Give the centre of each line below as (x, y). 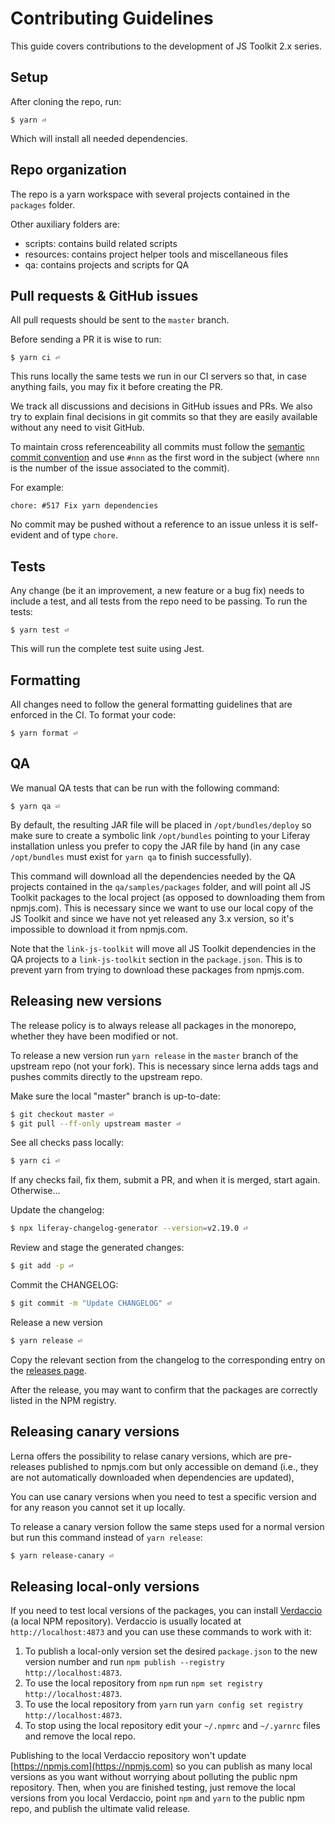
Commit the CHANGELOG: (64, 1285)
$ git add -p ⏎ (42, 1266)
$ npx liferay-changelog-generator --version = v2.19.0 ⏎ (129, 1228)
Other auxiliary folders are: (65, 224)
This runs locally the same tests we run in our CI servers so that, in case (158, 376)
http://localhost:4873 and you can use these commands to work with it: (161, 1632)
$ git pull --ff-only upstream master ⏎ (96, 1123)
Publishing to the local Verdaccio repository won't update (128, 1756)
